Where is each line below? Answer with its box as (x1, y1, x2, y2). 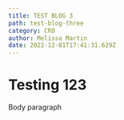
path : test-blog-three (8, 19, 84, 27)
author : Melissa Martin (8, 34, 88, 42)
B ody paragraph (8, 102, 62, 112)
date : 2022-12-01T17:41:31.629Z (8, 42, 116, 50)
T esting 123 (8, 76, 87, 94)
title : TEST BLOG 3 (8, 11, 74, 20)
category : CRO (8, 26, 56, 34)
